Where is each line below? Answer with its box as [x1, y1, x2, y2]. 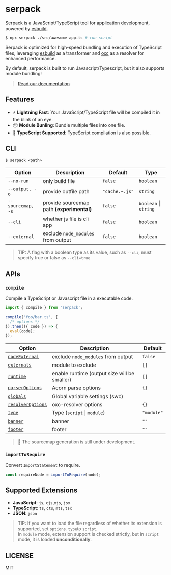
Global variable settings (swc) [51, 393, 124, 400]
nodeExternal [8, 354, 40, 360]
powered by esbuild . [5, 25, 48, 31]
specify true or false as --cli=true [17, 255, 91, 261]
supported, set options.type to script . [17, 526, 98, 532]
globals [8, 394, 26, 399]
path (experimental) [43, 206, 92, 213]
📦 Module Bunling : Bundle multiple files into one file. [12, 122, 126, 128]
